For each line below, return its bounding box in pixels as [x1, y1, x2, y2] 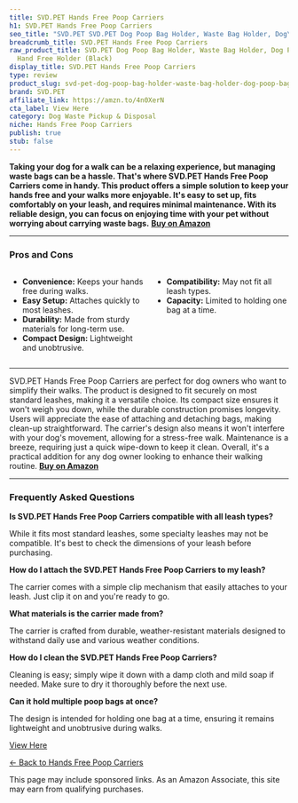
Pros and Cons [9, 248, 74, 260]
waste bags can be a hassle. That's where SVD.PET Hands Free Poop [9, 171, 269, 181]
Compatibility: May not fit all [166, 276, 272, 287]
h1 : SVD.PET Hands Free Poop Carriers [9, 21, 153, 30]
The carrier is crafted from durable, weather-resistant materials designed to [9, 625, 286, 636]
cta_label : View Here [9, 104, 90, 113]
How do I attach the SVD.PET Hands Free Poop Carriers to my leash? [9, 565, 266, 576]
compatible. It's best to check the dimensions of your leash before [9, 538, 252, 549]
